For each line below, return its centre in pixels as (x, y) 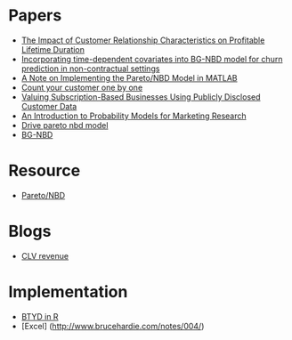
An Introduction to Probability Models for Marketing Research (134, 116)
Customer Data (49, 106)
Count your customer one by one (82, 87)
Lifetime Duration (53, 49)
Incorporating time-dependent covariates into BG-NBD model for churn (152, 59)
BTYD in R (40, 316)
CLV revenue (45, 255)
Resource (45, 171)
